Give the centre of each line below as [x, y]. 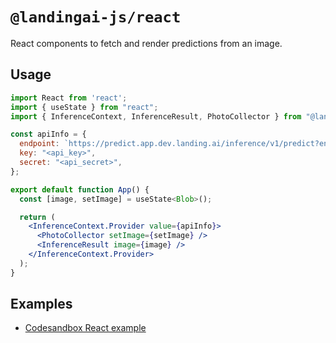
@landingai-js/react [96, 17]
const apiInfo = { [48, 134]
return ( [37, 217]
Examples [41, 304]
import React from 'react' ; [69, 98]
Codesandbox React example [85, 328]
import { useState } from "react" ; [84, 107]
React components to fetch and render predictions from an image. [146, 43]
